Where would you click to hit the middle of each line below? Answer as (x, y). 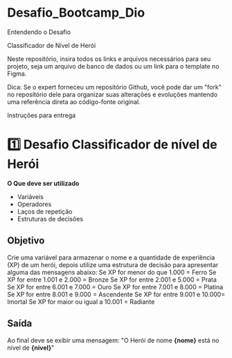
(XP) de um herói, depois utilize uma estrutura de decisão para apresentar (113, 264)
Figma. (17, 74)
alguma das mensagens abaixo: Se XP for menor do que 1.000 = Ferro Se (112, 272)
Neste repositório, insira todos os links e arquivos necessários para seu (109, 59)
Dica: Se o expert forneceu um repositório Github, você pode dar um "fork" (114, 87)
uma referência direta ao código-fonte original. (74, 101)
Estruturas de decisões (50, 219)
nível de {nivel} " (31, 348)
